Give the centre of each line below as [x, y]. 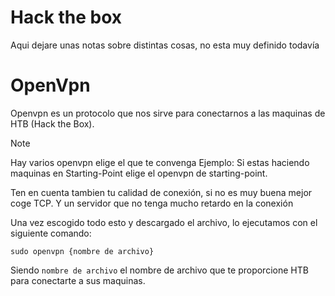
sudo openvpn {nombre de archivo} [82, 251]
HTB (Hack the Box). [52, 123]
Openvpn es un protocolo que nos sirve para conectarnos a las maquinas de [168, 113]
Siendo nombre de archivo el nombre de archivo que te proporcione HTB [159, 270]
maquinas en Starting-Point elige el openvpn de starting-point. [139, 173]
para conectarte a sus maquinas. [78, 280]
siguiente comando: [51, 233]
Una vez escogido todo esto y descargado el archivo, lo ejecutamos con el [164, 222]
